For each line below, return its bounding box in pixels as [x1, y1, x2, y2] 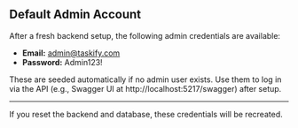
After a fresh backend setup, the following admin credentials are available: [9, 30, 281, 41]
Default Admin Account [9, 7, 142, 22]
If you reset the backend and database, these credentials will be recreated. [9, 109, 283, 119]
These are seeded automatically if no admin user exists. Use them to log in [9, 74, 282, 85]
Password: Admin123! [21, 56, 104, 67]
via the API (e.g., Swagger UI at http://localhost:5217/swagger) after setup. [9, 83, 282, 94]
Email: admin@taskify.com [21, 48, 121, 58]
